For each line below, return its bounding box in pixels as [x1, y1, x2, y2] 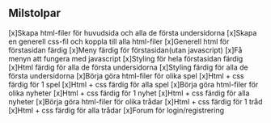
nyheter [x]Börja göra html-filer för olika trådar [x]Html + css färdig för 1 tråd [8, 96, 263, 106]
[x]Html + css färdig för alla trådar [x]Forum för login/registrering [8, 105, 225, 115]
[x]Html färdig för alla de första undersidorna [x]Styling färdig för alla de [8, 62, 248, 72]
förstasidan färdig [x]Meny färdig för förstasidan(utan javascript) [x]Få [8, 45, 243, 55]
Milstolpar [8, 6, 61, 20]
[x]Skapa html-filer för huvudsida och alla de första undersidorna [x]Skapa [8, 28, 257, 37]
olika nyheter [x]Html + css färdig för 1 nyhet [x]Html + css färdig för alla [8, 88, 250, 98]
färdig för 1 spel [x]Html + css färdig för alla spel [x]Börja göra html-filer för [8, 79, 259, 89]
